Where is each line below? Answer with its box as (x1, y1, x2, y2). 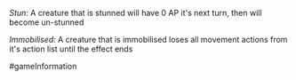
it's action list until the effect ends (9, 44, 133, 54)
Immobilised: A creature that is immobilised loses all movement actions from (9, 35, 288, 44)
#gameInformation (9, 61, 77, 71)
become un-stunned (9, 17, 84, 28)
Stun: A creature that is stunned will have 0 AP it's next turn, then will (9, 8, 262, 18)
